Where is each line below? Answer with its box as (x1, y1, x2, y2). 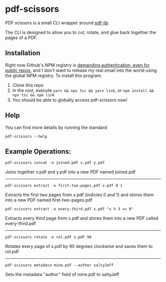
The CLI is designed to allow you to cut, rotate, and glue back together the (5, 29, 157, 35)
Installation (5, 49, 41, 57)
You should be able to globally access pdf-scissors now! (12, 97, 127, 103)
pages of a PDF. (5, 35, 38, 40)
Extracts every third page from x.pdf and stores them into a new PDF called (5, 215, 159, 221)
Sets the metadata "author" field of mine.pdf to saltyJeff (5, 272, 120, 278)
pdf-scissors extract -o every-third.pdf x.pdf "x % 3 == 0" (5, 206, 134, 212)
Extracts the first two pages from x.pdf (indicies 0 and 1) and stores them (5, 192, 154, 198)
